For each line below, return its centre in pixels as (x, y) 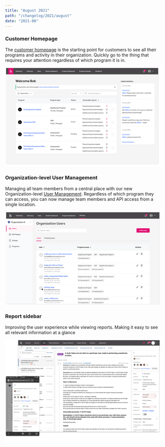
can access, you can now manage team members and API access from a (79, 199)
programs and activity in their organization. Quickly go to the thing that (77, 55)
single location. (21, 204)
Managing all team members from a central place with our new (69, 189)
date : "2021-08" (22, 21)
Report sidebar (23, 316)
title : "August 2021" (27, 10)
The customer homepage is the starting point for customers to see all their (81, 50)
